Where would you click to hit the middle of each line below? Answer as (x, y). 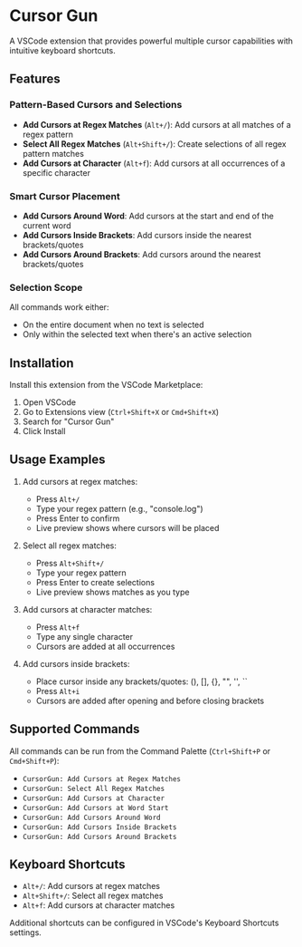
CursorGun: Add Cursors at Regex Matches (101, 779)
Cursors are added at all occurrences (105, 646)
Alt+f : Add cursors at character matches (99, 905)
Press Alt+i (58, 691)
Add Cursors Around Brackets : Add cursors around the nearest (142, 254)
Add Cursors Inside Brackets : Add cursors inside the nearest (137, 235)
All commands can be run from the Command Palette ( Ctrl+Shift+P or (140, 751)
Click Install (44, 431)
